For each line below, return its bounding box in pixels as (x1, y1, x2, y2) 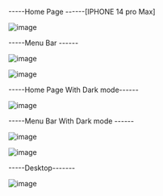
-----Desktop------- (8, 163, 76, 173)
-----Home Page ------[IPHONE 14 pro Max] (8, 7, 156, 16)
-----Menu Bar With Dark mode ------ (8, 116, 135, 126)
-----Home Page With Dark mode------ (8, 85, 139, 94)
